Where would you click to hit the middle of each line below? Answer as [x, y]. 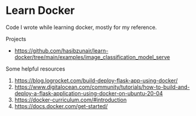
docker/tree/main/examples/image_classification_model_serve [92, 57]
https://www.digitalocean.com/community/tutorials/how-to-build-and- [102, 87]
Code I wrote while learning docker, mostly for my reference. [81, 27]
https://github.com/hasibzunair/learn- [61, 50]
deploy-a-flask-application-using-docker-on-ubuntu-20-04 [89, 93]
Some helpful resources [35, 69]
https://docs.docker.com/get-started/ [61, 106]
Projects [16, 39]
